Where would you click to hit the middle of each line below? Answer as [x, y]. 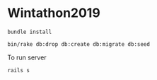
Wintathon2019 [54, 13]
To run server [27, 57]
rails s [19, 70]
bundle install [30, 32]
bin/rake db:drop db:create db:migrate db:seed [79, 44]
